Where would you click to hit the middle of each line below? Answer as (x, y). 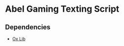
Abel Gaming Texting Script (62, 9)
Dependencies (28, 27)
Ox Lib (19, 39)
